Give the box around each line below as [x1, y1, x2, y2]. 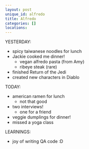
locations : [5, 25, 28, 30]
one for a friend [19, 109, 52, 115]
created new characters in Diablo [12, 74, 80, 80]
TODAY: [5, 84, 21, 90]
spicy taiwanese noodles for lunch [12, 49, 82, 54]
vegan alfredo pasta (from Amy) [19, 59, 85, 65]
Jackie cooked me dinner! [12, 53, 65, 59]
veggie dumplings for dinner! [12, 114, 71, 120]
